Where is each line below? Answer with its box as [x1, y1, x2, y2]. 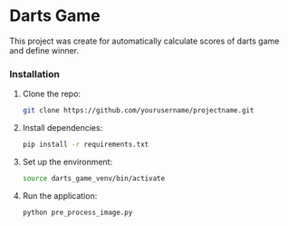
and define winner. [9, 44, 80, 55]
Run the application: [22, 190, 98, 201]
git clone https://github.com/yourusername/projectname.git [22, 106, 254, 115]
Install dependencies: [22, 123, 103, 133]
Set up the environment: [22, 156, 113, 167]
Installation [9, 67, 61, 80]
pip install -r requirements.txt [22, 140, 149, 150]
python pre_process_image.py [22, 208, 133, 217]
